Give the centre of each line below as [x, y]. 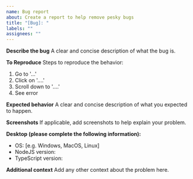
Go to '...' [26, 74]
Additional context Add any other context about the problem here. [88, 170]
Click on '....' [30, 81]
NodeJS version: [35, 152]
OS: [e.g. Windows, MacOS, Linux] [57, 146]
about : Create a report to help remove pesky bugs [70, 17]
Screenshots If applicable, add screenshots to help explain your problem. [96, 122]
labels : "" [20, 28]
